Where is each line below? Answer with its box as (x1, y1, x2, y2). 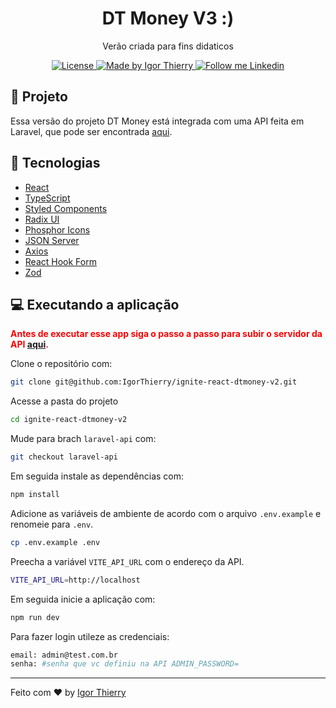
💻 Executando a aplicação (10, 296, 180, 313)
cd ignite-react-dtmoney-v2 (10, 415, 128, 425)
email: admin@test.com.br (10, 650, 118, 660)
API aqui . (10, 338, 49, 351)
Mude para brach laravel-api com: (10, 433, 157, 445)
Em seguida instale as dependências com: (10, 470, 185, 482)
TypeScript (24, 192, 71, 204)
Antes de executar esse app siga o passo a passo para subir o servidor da (10, 328, 323, 340)
